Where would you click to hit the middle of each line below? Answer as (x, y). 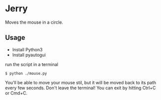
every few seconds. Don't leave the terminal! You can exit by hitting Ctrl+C (80, 88)
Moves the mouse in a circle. (34, 22)
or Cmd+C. (16, 93)
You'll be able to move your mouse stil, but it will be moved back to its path (80, 82)
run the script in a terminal (32, 64)
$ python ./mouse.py (26, 73)
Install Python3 (27, 49)
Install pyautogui (29, 55)
